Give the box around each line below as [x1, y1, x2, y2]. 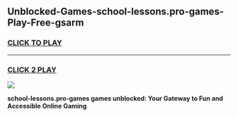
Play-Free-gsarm [7, 17, 84, 29]
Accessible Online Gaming [7, 101, 87, 110]
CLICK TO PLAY [7, 38, 62, 48]
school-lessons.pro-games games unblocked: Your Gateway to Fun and [7, 94, 223, 102]
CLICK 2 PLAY [7, 65, 57, 74]
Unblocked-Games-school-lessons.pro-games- [7, 6, 225, 18]
